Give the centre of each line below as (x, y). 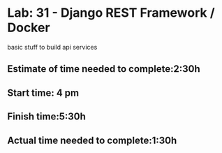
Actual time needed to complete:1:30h (92, 140)
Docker (29, 28)
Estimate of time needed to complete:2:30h (104, 69)
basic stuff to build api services (52, 47)
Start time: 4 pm (43, 93)
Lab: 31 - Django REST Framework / (111, 13)
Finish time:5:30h (46, 117)
